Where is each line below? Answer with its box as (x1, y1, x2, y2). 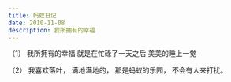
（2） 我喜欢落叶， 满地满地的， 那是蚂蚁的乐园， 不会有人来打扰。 (8, 65, 228, 75)
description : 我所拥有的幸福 (8, 26, 96, 34)
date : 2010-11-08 (8, 19, 65, 27)
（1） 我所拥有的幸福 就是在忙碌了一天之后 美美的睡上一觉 (8, 49, 197, 58)
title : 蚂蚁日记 (8, 11, 57, 20)
